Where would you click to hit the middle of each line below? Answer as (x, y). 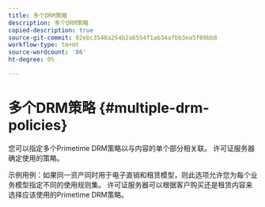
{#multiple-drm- (154, 108)
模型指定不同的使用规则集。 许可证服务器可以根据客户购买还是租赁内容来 (134, 184)
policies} (38, 125)
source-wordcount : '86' (47, 52)
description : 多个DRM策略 (49, 23)
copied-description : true (51, 30)
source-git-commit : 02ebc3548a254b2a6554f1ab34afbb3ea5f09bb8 (113, 38)
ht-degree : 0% (32, 60)
